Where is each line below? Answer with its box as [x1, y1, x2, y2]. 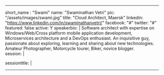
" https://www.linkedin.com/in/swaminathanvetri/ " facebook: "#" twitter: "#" [5, 20, 157, 26]
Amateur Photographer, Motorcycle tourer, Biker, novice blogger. [5, 45, 135, 51]
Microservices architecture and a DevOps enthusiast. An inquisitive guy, [5, 35, 150, 41]
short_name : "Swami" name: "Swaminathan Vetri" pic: [5, 10, 115, 15]
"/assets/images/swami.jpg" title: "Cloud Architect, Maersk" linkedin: [5, 15, 143, 20]
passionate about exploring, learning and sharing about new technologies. [5, 41, 155, 46]
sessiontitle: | [5, 60, 32, 66]
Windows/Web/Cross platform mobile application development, [5, 30, 133, 36]
